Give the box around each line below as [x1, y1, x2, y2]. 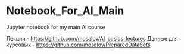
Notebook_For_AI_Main [6, 4, 124, 18]
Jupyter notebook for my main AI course [6, 23, 105, 31]
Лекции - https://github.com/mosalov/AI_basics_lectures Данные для [6, 35, 179, 42]
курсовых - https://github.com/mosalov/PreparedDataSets [6, 41, 151, 48]
